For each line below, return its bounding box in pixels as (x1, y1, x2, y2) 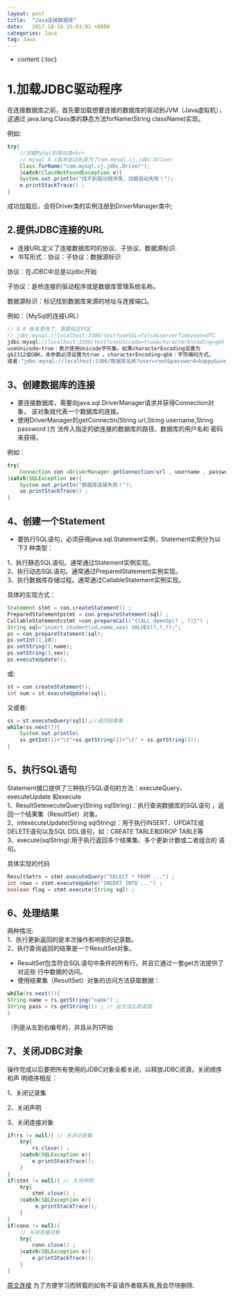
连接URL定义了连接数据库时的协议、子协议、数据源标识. (17, 244, 178, 252)
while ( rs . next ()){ (7, 990, 60, 997)
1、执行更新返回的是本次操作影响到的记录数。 (7, 935, 137, 944)
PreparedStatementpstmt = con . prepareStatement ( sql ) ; (7, 611, 169, 618)
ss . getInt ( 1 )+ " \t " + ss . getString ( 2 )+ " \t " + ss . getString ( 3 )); (19, 737, 200, 744)
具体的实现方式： (7, 591, 56, 598)
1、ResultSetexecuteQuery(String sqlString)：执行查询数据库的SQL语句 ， (7, 801, 218, 810)
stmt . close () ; (32, 1190, 76, 1197)
